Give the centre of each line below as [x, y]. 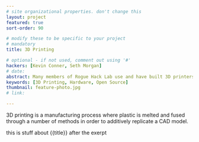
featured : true [25, 22]
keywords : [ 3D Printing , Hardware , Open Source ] [67, 82]
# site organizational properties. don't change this [74, 11]
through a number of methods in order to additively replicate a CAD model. [97, 121]
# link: [16, 93]
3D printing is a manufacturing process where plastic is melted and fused [96, 115]
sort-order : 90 [25, 28]
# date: [16, 71]
